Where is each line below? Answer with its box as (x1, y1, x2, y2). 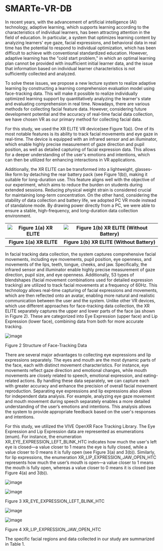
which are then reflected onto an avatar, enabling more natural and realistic (5, 293, 155, 298)
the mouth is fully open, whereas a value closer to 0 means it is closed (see (5, 464, 156, 470)
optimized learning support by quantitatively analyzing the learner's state (5, 95, 151, 101)
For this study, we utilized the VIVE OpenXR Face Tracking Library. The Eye (5, 423, 155, 429)
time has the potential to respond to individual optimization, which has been (5, 45, 156, 51)
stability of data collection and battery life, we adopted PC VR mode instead (5, 197, 157, 203)
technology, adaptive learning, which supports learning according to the (5, 24, 149, 30)
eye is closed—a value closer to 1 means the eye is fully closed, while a (5, 444, 147, 450)
